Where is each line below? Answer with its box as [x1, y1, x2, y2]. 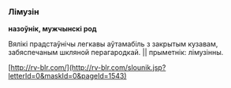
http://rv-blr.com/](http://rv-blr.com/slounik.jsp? [10, 63, 166, 72]
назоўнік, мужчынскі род [8, 24, 97, 34]
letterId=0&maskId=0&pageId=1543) [8, 71, 128, 81]
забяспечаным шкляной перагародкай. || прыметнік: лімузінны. [8, 48, 224, 57]
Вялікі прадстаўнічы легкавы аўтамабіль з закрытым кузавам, [8, 39, 218, 49]
